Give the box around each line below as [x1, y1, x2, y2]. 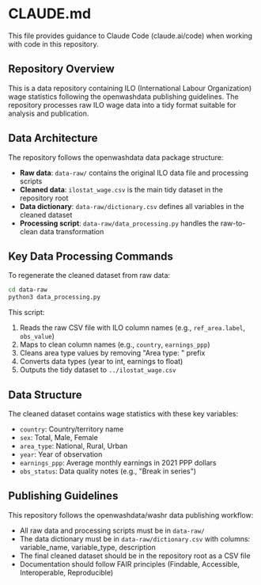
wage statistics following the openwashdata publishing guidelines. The [8, 92, 239, 101]
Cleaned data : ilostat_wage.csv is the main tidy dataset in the [19, 184, 223, 194]
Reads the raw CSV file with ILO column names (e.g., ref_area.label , [19, 323, 246, 332]
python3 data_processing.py [8, 294, 101, 302]
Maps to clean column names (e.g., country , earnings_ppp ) [19, 340, 211, 349]
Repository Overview [8, 63, 115, 76]
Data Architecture [8, 131, 98, 145]
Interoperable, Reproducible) [19, 568, 114, 577]
